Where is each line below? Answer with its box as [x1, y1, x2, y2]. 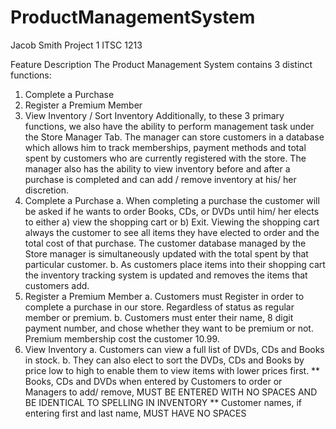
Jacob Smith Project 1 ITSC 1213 [10, 39, 143, 51]
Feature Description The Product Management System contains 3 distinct [10, 58, 313, 70]
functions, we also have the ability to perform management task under [24, 120, 315, 132]
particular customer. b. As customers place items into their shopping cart [24, 258, 326, 270]
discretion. [24, 184, 70, 196]
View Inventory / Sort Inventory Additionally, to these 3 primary [24, 109, 285, 121]
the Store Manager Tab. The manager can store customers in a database [24, 131, 325, 143]
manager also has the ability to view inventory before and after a [24, 162, 291, 175]
